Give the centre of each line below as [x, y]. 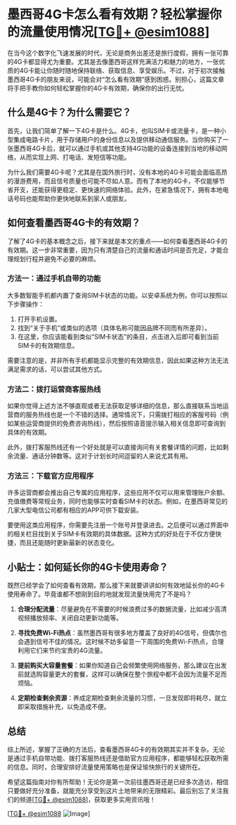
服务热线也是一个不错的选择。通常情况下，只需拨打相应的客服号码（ [124, 415]
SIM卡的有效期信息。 [48, 345]
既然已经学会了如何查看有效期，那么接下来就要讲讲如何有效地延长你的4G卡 [116, 586]
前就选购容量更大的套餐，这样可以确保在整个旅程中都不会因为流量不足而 [122, 674]
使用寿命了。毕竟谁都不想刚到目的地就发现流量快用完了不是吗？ [99, 594]
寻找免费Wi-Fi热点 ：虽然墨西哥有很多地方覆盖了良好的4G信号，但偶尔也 [122, 633]
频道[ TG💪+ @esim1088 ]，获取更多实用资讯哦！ [87, 800]
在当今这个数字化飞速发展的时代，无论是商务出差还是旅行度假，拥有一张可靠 [118, 53]
